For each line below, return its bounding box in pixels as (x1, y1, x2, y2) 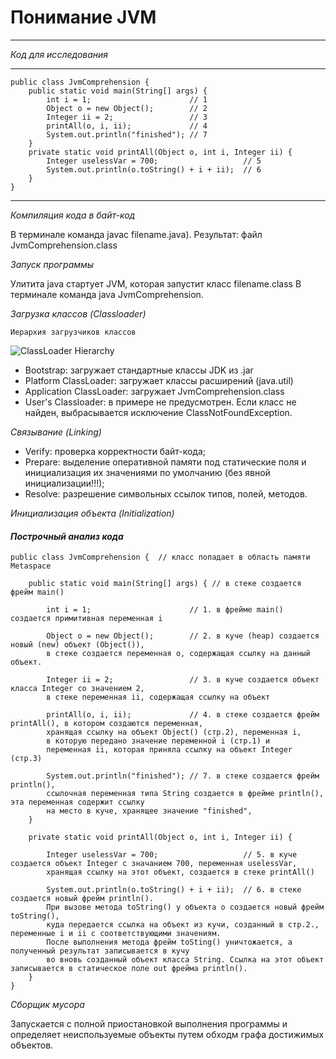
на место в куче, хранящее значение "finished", (46, 806, 253, 816)
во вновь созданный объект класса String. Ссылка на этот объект (46, 955, 325, 965)
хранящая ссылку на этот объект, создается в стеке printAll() (46, 867, 315, 878)
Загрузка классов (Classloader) (10, 307, 147, 320)
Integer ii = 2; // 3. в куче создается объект (46, 675, 320, 685)
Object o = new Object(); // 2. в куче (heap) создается (46, 631, 320, 641)
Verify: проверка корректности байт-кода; (24, 445, 207, 457)
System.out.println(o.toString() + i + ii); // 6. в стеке (46, 885, 302, 895)
